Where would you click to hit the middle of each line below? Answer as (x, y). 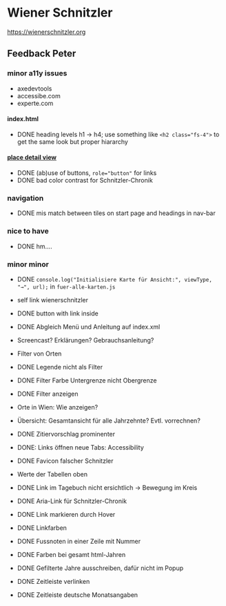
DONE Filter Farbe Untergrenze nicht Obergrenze (87, 380)
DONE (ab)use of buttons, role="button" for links (87, 173)
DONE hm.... (35, 246)
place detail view (32, 158)
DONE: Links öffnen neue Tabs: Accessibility (81, 447)
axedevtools (34, 89)
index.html (23, 119)
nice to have (28, 231)
